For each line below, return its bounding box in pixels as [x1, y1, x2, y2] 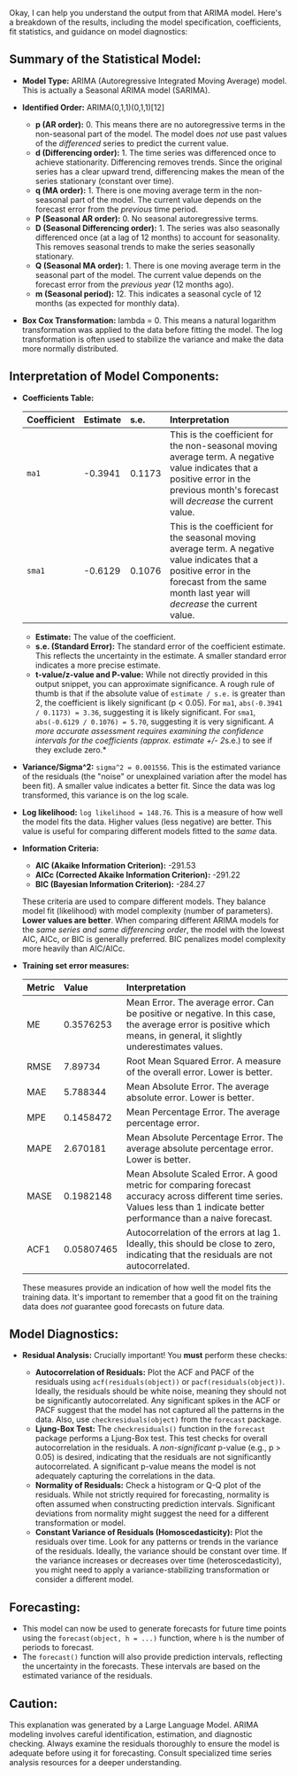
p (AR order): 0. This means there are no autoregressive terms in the [34, 119, 286, 129]
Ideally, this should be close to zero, [126, 1237, 276, 1249]
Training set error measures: [21, 960, 130, 970]
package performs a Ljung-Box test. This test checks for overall [34, 1433, 268, 1444]
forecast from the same [169, 575, 267, 588]
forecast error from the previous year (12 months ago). [34, 279, 234, 290]
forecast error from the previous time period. [34, 204, 199, 214]
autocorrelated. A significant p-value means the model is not [34, 1461, 256, 1472]
